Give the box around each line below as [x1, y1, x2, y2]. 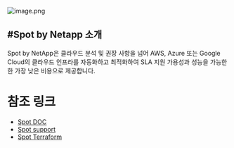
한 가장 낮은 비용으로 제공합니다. [7, 66, 96, 75]
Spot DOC [17, 117, 47, 126]
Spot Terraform [17, 132, 62, 141]
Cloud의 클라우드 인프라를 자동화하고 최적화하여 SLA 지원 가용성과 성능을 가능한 [7, 57, 228, 66]
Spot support [17, 125, 56, 133]
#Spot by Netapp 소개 [7, 29, 103, 41]
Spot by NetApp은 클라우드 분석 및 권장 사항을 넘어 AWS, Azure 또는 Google [7, 49, 221, 57]
